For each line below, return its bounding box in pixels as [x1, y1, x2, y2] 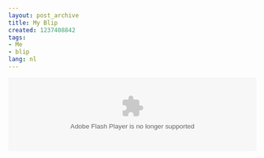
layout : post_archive [8, 11, 80, 20]
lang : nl [8, 56, 37, 64]
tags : [8, 33, 26, 42]
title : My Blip [8, 19, 58, 27]
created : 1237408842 [8, 26, 76, 34]
